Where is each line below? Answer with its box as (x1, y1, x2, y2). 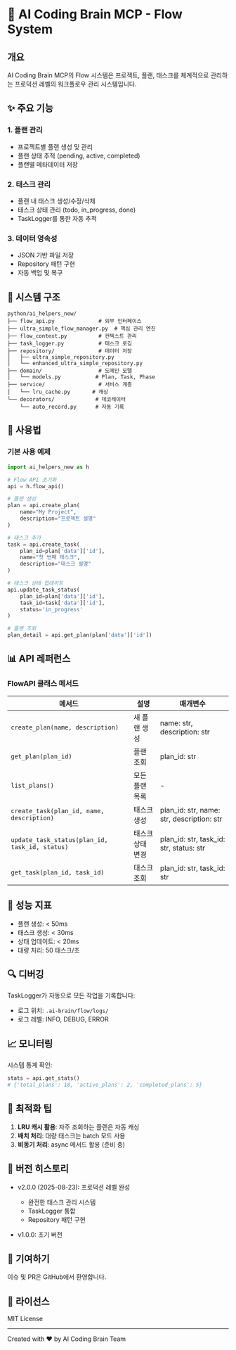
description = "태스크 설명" (20, 561, 91, 568)
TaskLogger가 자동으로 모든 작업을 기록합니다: (7, 991, 136, 1000)
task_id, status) (11, 843, 69, 851)
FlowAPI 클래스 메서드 (7, 679, 79, 689)
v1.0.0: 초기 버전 (17, 1230, 63, 1239)
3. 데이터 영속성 (7, 234, 58, 243)
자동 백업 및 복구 (17, 269, 63, 277)
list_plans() (11, 781, 55, 789)
